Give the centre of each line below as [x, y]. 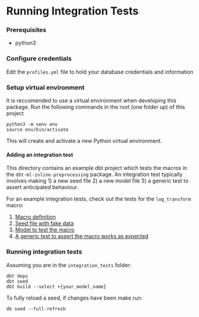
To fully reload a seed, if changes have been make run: [74, 298]
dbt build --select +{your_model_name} [56, 287]
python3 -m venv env [32, 125]
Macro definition [35, 217]
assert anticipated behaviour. [43, 187]
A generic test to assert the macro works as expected [82, 236]
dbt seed [17, 281]
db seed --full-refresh [36, 309]
